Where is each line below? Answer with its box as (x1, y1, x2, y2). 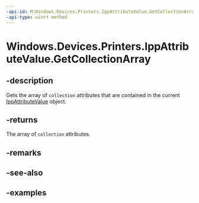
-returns (6, 115, 38, 125)
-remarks (6, 147, 41, 157)
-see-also (6, 168, 43, 178)
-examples (6, 188, 47, 198)
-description (6, 76, 53, 86)
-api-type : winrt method (6, 14, 68, 20)
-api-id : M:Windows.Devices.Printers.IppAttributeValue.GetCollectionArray (6, 8, 197, 15)
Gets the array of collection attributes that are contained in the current (6, 91, 181, 98)
